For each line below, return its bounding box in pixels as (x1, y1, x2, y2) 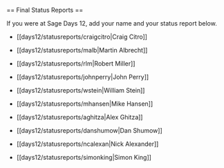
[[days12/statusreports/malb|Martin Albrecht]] (16, 46, 148, 54)
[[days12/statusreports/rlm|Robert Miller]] (16, 59, 136, 68)
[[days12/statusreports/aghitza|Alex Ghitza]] (16, 113, 143, 121)
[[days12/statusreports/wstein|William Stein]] (16, 86, 145, 94)
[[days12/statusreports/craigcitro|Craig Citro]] (16, 32, 148, 41)
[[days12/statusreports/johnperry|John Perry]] (16, 73, 149, 81)
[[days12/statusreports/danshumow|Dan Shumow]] (16, 127, 163, 134)
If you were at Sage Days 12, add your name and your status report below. (6, 19, 217, 27)
